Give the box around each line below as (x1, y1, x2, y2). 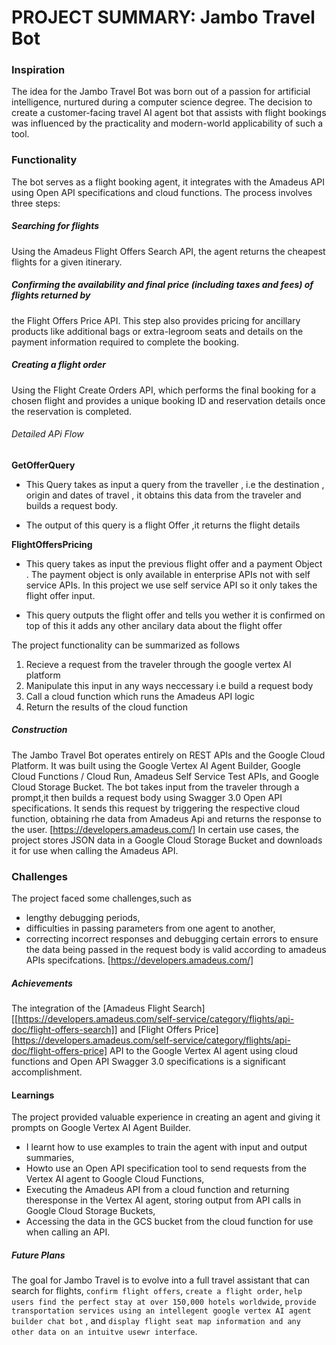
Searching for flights (11, 220, 100, 232)
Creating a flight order (11, 359, 106, 371)
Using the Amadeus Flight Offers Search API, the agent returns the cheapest (11, 245, 326, 257)
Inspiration (11, 63, 66, 77)
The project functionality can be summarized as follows (11, 639, 241, 651)
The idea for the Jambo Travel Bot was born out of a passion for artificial (11, 86, 311, 98)
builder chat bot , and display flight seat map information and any (11, 1315, 301, 1327)
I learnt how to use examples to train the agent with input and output (25, 1141, 308, 1153)
